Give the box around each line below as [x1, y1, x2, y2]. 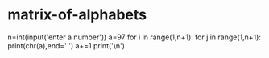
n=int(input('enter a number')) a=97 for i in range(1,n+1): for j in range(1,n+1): [7, 32, 261, 42]
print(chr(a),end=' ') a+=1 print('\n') [7, 40, 126, 50]
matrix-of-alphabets [7, 6, 147, 24]
